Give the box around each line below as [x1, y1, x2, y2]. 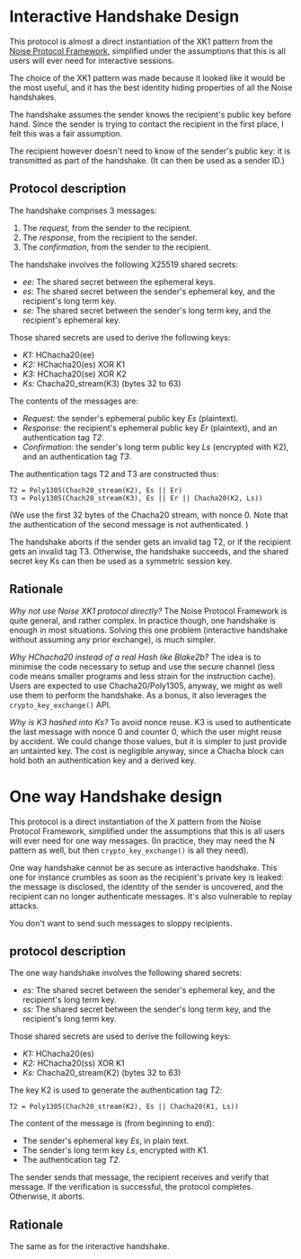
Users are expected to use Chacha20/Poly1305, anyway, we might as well [9, 680, 283, 691]
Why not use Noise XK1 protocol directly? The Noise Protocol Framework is [9, 605, 288, 616]
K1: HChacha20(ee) [22, 349, 95, 360]
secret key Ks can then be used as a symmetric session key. [9, 555, 233, 566]
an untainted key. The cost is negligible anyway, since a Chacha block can [9, 745, 285, 756]
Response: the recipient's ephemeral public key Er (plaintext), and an [22, 422, 278, 433]
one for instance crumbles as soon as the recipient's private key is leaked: [9, 872, 285, 882]
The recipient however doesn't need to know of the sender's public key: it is [9, 146, 291, 156]
